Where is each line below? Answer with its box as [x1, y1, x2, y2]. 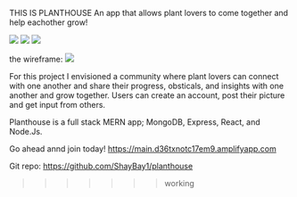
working [164, 178, 194, 188]
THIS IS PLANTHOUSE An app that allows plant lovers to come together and [9, 8, 288, 18]
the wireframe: [9, 53, 63, 64]
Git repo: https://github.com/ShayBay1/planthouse [9, 160, 194, 171]
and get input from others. [9, 100, 105, 110]
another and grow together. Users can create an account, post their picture [9, 90, 285, 101]
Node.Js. [9, 127, 43, 136]
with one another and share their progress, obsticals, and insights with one [9, 80, 284, 91]
